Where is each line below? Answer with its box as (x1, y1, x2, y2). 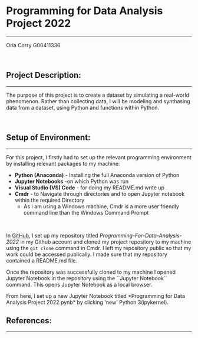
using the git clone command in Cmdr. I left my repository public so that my (6, 244, 192, 251)
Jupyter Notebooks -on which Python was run (14, 178, 129, 185)
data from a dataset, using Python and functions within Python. (6, 104, 160, 111)
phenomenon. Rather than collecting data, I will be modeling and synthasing (6, 97, 190, 104)
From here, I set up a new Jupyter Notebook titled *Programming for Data (6, 292, 186, 299)
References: (6, 316, 52, 326)
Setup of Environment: (6, 133, 91, 143)
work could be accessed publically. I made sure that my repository (6, 251, 168, 258)
